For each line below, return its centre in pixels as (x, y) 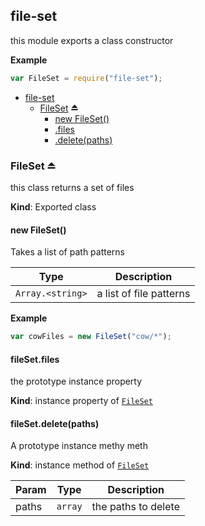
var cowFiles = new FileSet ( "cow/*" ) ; (91, 337)
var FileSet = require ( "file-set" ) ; (86, 78)
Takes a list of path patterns (68, 252)
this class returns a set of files (72, 187)
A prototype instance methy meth (79, 446)
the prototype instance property (76, 381)
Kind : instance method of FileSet (80, 465)
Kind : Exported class (53, 206)
